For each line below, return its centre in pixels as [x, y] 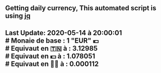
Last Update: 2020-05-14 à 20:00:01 [64, 33]
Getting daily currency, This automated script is [81, 8]
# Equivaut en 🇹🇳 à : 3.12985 [52, 48]
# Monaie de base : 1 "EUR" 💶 [52, 40]
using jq [18, 16]
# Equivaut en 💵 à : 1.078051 [50, 56]
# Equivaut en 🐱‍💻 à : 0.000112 [52, 64]
